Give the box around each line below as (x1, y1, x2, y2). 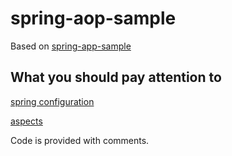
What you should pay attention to (10, 69, 222, 86)
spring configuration (10, 95, 95, 107)
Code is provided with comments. (10, 134, 150, 146)
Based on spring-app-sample (10, 40, 132, 52)
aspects (10, 115, 43, 127)
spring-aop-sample (10, 7, 177, 30)
